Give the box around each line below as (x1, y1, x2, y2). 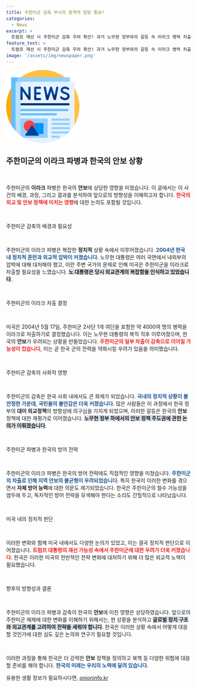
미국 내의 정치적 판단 (6, 515, 53, 522)
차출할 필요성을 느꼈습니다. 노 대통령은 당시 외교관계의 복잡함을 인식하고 (6, 268, 169, 275)
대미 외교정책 (16, 407, 47, 414)
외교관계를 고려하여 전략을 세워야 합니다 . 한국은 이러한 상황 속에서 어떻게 (12, 623, 177, 630)
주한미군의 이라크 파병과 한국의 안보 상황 (6, 156, 143, 166)
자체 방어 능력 (16, 484, 48, 491)
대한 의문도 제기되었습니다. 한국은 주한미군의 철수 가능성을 (53, 484, 187, 491)
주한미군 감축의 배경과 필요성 (6, 223, 72, 230)
